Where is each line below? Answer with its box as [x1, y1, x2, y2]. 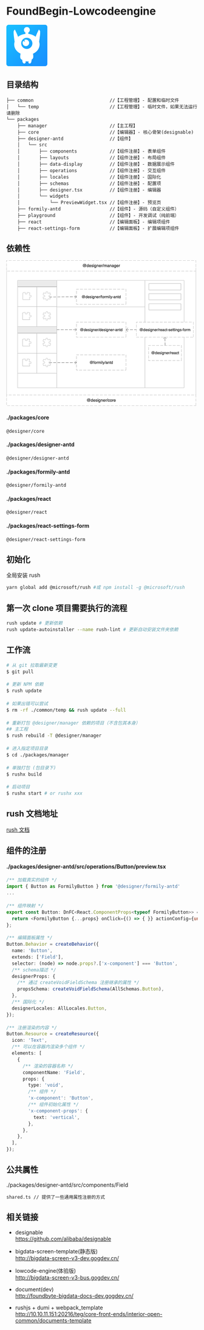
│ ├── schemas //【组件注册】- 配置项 [17, 181, 161, 187]
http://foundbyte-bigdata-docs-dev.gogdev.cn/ [15, 1292, 134, 1299]
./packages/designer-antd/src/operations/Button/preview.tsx [6, 863, 166, 870]
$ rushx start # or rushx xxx [6, 790, 83, 797]
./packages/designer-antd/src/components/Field [6, 1181, 129, 1188]
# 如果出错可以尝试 [6, 700, 49, 706]
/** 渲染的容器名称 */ [22, 1063, 74, 1069]
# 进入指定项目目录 [6, 746, 49, 752]
